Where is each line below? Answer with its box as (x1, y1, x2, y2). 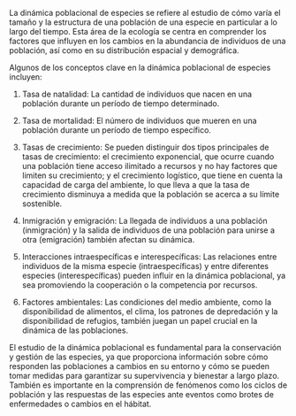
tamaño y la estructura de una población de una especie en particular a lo (9, 17, 278, 27)
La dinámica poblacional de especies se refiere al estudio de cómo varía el (9, 8, 281, 18)
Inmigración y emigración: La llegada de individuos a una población (21, 216, 268, 226)
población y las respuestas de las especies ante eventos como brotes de (9, 389, 274, 399)
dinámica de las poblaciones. (21, 325, 129, 335)
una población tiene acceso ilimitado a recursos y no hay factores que (21, 161, 278, 171)
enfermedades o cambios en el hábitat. (9, 398, 152, 409)
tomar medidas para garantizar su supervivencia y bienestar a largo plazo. (9, 371, 280, 381)
